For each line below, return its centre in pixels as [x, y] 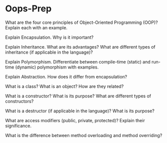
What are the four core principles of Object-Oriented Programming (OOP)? [82, 22]
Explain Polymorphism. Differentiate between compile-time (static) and [78, 62]
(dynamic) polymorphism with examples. [57, 67]
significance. [18, 126]
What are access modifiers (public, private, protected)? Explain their [75, 120]
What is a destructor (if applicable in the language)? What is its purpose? [80, 111]
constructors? [19, 101]
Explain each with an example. [36, 27]
